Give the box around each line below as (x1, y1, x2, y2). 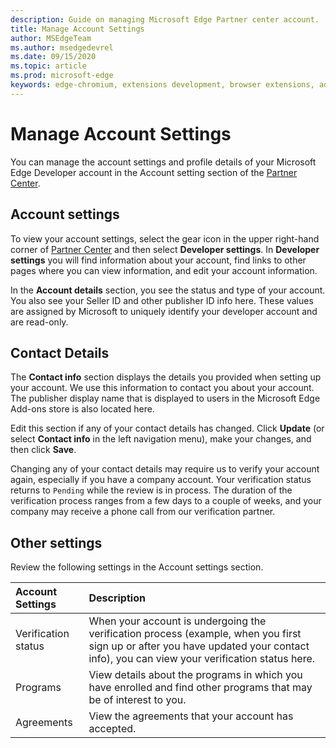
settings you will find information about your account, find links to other (10, 254, 307, 266)
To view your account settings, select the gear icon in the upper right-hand (10, 232, 320, 245)
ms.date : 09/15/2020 (10, 52, 97, 62)
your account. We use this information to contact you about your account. (10, 382, 315, 394)
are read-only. (10, 316, 69, 328)
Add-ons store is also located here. (10, 403, 155, 415)
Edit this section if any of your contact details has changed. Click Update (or (10, 422, 325, 435)
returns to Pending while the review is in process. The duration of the (10, 484, 293, 496)
